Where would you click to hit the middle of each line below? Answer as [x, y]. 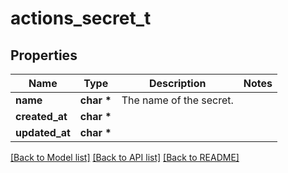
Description [177, 83]
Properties [44, 55]
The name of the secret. [177, 100]
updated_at [43, 132]
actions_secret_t [81, 18]
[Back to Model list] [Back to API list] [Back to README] [125, 157]
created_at [41, 116]
